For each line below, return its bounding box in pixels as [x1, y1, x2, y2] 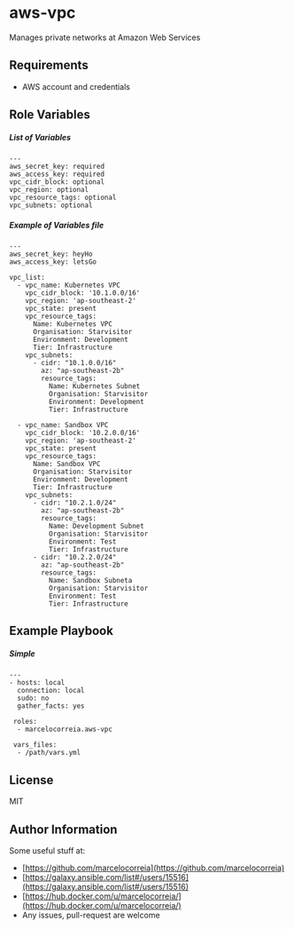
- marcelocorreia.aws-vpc [17, 725, 113, 734]
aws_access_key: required [9, 170, 104, 179]
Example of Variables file [9, 219, 104, 230]
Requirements [9, 58, 89, 73]
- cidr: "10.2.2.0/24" [32, 553, 117, 562]
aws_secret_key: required [9, 163, 104, 171]
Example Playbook [9, 623, 113, 639]
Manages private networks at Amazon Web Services [9, 32, 201, 43]
